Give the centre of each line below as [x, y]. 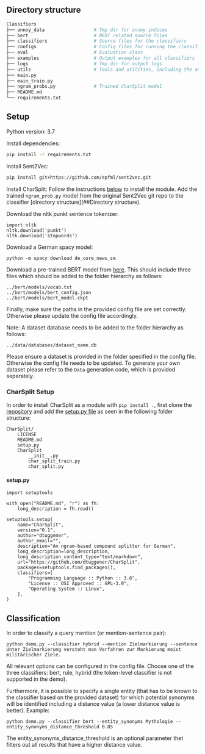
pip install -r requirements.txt [49, 154]
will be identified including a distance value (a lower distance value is [93, 703]
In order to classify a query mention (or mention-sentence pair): [86, 633]
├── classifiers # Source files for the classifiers [97, 41]
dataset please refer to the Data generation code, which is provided [91, 369]
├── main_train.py [30, 81]
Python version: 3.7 [31, 131]
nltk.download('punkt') [37, 230]
